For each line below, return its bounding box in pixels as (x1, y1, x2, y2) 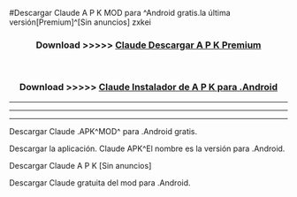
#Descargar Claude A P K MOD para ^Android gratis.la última (9, 8, 232, 18)
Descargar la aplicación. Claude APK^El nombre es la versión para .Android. (9, 143, 286, 154)
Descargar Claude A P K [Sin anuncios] (9, 160, 152, 170)
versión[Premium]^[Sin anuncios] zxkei (9, 17, 152, 27)
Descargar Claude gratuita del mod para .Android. (9, 177, 192, 188)
